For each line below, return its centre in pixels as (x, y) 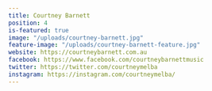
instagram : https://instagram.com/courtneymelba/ (92, 74)
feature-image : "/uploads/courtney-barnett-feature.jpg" (104, 45)
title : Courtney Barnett (49, 15)
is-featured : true (39, 30)
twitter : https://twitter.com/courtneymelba (83, 67)
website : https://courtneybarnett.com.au (78, 52)
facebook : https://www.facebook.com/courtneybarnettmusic (106, 60)
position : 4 (28, 23)
